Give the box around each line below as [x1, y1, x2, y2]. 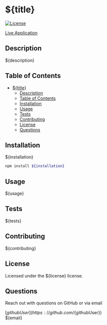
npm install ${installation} [5, 163, 65, 169]
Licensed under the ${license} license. [5, 273, 83, 279]
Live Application [5, 30, 38, 36]
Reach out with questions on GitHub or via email [5, 300, 103, 306]
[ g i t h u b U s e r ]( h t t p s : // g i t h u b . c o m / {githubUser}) [5, 310, 102, 316]
